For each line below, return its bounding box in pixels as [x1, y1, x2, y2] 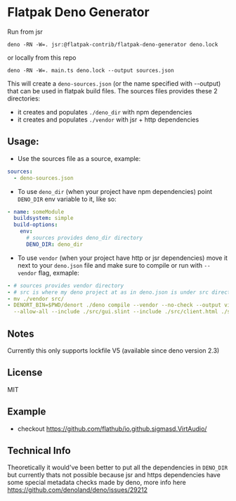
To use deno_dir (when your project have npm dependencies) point [17, 187, 213, 195]
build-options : [13, 221, 58, 228]
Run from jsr [7, 27, 44, 36]
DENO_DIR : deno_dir [25, 240, 83, 248]
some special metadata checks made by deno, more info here [7, 479, 186, 487]
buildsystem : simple [13, 215, 74, 222]
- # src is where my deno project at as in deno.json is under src [7, 289, 209, 296]
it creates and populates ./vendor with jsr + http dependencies [17, 115, 199, 124]
